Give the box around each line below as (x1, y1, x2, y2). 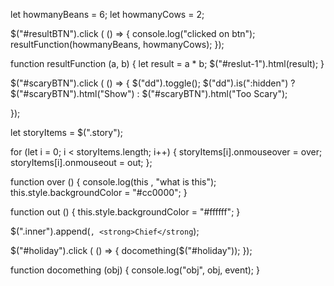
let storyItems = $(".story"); (10, 127, 124, 138)
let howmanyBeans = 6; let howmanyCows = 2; (10, 9, 205, 20)
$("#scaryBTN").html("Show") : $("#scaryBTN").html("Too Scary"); (10, 88, 288, 99)
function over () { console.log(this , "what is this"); (10, 176, 217, 188)
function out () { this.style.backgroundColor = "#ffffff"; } (10, 206, 241, 218)
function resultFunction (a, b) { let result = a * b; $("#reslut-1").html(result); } (10, 58, 325, 69)
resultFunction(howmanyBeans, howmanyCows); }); (10, 39, 225, 50)
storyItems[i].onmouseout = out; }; (10, 157, 153, 168)
